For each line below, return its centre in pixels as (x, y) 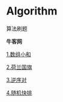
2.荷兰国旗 (19, 67)
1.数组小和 (19, 54)
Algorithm (32, 11)
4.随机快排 (19, 92)
